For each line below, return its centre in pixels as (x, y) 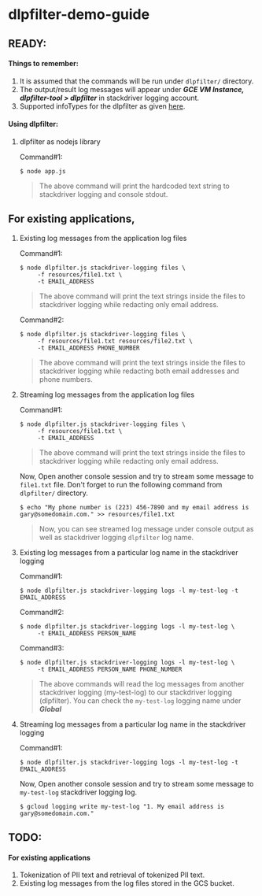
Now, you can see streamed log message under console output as (146, 528)
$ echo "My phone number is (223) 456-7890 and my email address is (134, 507)
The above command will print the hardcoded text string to (135, 186)
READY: (28, 44)
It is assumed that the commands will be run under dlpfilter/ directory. (137, 81)
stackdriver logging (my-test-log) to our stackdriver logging (135, 692)
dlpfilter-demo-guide (79, 15)
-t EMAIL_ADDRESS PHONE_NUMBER (89, 348)
